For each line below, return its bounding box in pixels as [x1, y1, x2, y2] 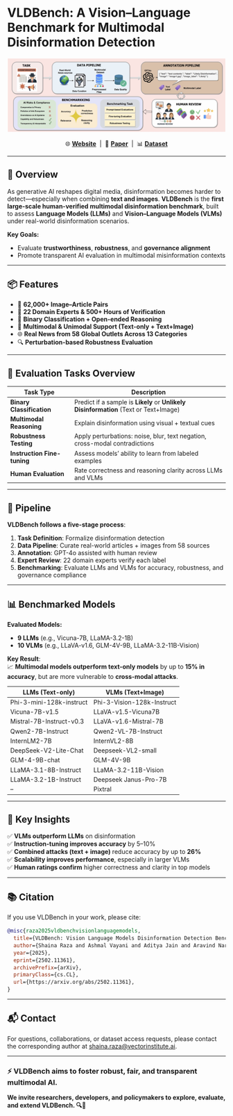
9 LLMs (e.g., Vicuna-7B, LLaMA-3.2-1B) [17, 634, 134, 642]
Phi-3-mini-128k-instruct [10, 698, 88, 706]
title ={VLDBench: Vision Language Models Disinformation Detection [13, 935, 213, 942]
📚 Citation [7, 891, 54, 903]
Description [131, 388, 166, 396]
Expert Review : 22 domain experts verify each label [17, 556, 166, 564]
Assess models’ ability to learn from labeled [74, 449, 199, 457]
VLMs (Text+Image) [105, 688, 164, 696]
